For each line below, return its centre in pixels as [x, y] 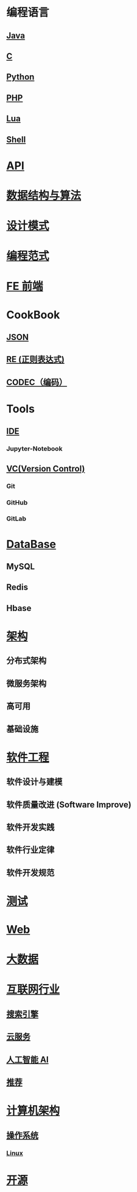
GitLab [16, 519]
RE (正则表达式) [36, 359]
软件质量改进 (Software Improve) [69, 805]
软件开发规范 [30, 872]
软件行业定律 [30, 850]
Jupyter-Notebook [34, 449]
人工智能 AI [27, 1060]
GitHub [17, 502]
